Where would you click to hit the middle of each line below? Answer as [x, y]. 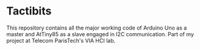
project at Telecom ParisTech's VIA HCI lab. [61, 40]
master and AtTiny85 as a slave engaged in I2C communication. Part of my [100, 34]
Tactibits [29, 11]
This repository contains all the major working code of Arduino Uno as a [97, 28]
